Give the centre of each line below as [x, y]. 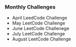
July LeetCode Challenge [39, 34]
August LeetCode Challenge [42, 39]
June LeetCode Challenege [41, 28]
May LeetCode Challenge [39, 23]
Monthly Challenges [30, 7]
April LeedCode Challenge [40, 18]
